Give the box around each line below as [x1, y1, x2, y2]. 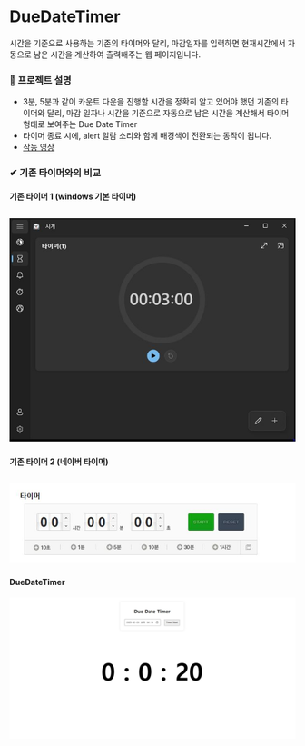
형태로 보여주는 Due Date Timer [22, 119, 138, 130]
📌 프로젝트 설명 [9, 74, 72, 86]
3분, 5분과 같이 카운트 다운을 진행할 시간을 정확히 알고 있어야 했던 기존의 [22, 96, 280, 107]
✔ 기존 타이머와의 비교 [9, 166, 102, 179]
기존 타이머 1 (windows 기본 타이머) [9, 191, 137, 202]
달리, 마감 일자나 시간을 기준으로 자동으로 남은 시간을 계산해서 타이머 [46, 107, 290, 119]
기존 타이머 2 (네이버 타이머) [9, 456, 109, 467]
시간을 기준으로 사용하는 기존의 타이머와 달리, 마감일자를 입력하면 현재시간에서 [9, 37, 286, 48]
